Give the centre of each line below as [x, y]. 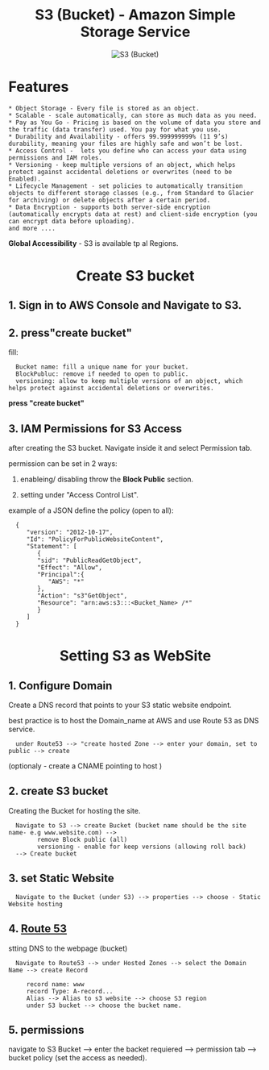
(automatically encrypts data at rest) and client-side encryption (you [133, 214]
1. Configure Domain [60, 686]
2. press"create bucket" [70, 333]
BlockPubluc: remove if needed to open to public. [102, 374]
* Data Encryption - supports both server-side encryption [110, 207]
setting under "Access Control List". [79, 495]
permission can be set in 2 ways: [63, 464]
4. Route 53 [37, 929]
